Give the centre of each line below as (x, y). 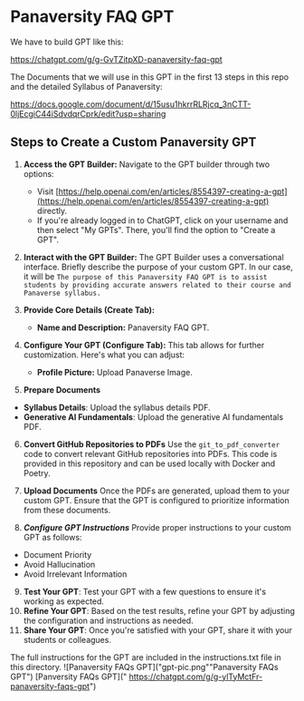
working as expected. (64, 601)
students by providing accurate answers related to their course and (157, 285)
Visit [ (48, 191)
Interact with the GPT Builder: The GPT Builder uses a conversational (153, 257)
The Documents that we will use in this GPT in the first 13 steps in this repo (149, 77)
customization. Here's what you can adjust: (104, 355)
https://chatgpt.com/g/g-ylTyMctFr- (196, 677)
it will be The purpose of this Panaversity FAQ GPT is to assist (145, 276)
